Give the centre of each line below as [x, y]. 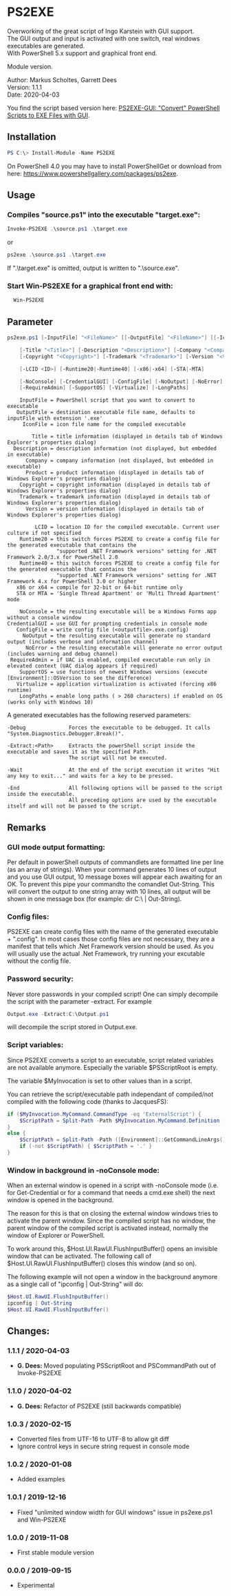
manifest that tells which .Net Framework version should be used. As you [110, 946]
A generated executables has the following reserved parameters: [99, 715]
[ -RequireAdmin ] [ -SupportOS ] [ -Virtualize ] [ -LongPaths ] [104, 388]
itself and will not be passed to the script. [75, 806]
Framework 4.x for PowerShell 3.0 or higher [72, 582]
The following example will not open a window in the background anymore [112, 1277]
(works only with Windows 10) [51, 702]
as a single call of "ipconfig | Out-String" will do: [76, 1284]
